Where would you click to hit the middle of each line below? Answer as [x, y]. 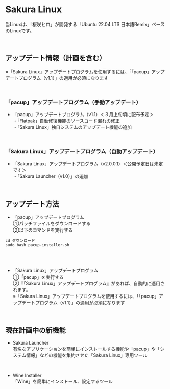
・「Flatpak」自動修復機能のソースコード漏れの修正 [66, 121]
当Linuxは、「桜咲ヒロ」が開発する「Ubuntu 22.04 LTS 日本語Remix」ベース [85, 24]
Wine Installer [27, 375]
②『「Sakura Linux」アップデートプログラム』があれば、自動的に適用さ [89, 283]
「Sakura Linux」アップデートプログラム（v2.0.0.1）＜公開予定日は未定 [88, 164]
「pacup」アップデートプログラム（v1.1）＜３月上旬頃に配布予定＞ [83, 115]
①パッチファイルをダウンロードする [52, 224]
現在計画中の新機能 [35, 330]
